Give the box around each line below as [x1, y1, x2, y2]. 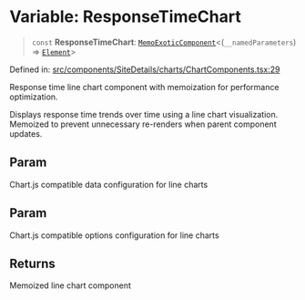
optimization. [9, 91, 58, 102]
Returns [9, 255, 56, 271]
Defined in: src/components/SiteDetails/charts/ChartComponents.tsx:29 [9, 64, 280, 75]
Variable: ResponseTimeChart [9, 6, 241, 27]
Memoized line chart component [9, 280, 132, 291]
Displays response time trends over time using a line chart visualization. [9, 109, 279, 119]
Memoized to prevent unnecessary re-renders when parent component [9, 119, 277, 129]
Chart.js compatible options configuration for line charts [9, 230, 220, 241]
